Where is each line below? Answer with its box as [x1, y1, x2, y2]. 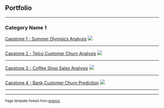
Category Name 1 [5, 24, 47, 31]
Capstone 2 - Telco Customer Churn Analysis [5, 51, 97, 57]
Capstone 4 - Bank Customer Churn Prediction [5, 80, 99, 86]
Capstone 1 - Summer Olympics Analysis [5, 36, 87, 42]
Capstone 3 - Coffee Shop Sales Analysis [5, 65, 88, 71]
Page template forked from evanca [5, 99, 60, 104]
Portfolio [5, 4, 32, 12]
